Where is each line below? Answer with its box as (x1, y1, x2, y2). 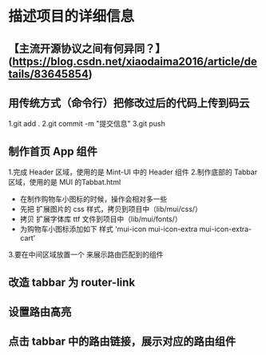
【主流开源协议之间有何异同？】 (8, 42, 166, 55)
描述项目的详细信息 (8, 7, 135, 26)
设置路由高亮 (8, 305, 72, 318)
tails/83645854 (8, 67, 89, 81)
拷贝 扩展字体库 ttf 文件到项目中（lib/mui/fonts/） (19, 214, 182, 224)
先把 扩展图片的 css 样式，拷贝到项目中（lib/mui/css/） (19, 205, 202, 214)
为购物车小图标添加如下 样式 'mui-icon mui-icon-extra (19, 225, 198, 234)
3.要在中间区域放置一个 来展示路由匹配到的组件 (8, 249, 164, 260)
